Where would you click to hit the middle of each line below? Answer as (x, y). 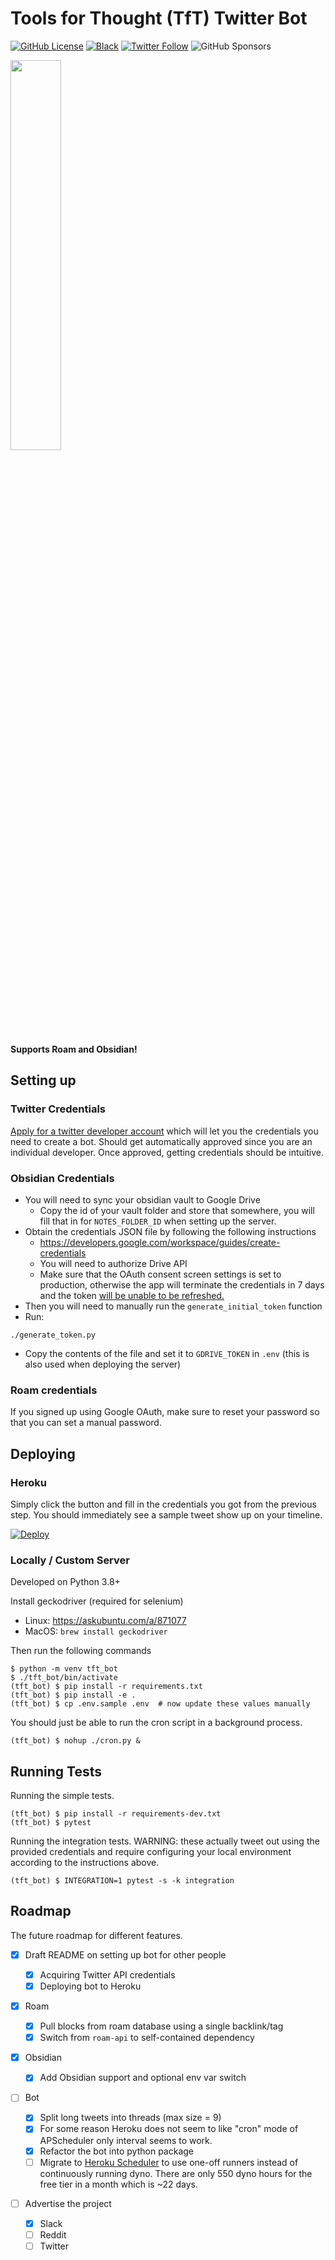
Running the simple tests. (62, 1796)
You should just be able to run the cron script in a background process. (156, 1723)
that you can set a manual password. (86, 1423)
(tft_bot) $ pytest (51, 1823)
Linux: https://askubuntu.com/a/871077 (105, 1621)
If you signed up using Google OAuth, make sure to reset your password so (165, 1412)
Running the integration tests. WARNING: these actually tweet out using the (165, 1841)
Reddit (53, 2234)
